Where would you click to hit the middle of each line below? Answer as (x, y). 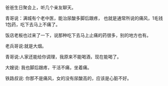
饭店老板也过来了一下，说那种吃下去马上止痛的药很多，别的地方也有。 (78, 35)
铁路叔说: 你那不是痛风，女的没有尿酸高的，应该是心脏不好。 (68, 78)
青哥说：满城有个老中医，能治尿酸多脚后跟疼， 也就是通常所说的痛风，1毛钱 (84, 18)
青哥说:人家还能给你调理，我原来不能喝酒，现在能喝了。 (64, 57)
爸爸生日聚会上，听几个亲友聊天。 (41, 7)
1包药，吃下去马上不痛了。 (33, 25)
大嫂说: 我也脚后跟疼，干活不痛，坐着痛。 (48, 68)
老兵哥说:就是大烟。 (26, 46)
